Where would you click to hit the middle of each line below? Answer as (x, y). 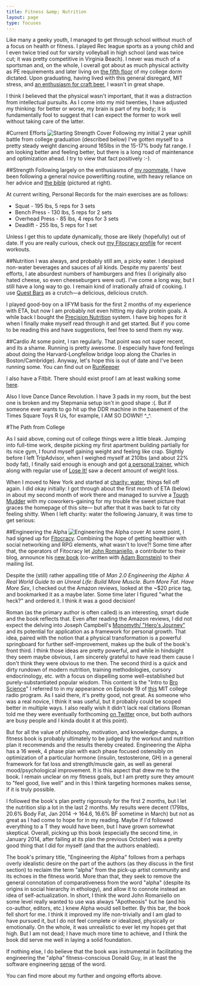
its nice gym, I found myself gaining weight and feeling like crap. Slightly (95, 451)
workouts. (19, 250)
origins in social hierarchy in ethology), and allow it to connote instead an (96, 889)
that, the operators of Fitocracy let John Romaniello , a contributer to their (96, 551)
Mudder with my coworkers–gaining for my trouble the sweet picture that (96, 501)
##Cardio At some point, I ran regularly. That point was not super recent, (96, 341)
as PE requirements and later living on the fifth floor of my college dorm (94, 72)
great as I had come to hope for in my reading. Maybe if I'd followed (90, 820)
